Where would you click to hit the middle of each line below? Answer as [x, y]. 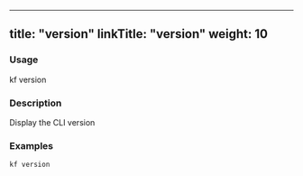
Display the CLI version [52, 122]
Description [36, 103]
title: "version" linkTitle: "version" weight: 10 [139, 34]
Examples [32, 145]
